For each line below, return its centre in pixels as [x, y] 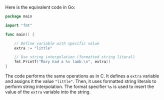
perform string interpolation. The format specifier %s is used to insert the [79, 86]
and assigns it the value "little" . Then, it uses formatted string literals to [81, 81]
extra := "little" [33, 48]
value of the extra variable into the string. [48, 92]
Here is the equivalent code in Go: [40, 7]
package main [19, 16]
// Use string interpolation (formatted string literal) [75, 57]
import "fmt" [19, 25]
